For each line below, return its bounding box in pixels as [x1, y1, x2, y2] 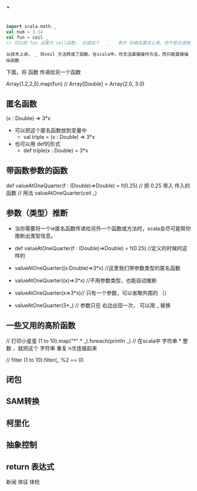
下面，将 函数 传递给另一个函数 [6, 69, 81, 76]
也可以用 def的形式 [14, 141, 60, 148]
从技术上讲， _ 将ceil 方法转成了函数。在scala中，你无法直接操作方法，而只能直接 [6, 52, 185, 57]
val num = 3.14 [6, 29, 43, 35]
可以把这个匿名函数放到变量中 [14, 127, 87, 134]
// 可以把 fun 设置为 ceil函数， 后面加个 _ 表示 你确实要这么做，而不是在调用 [6, 40, 191, 46]
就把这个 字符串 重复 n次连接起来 [17, 345, 98, 352]
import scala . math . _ [6, 23, 57, 29]
